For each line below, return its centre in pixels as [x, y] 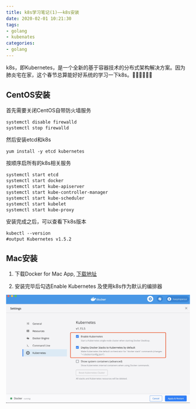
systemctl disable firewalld [41, 122]
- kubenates [20, 37]
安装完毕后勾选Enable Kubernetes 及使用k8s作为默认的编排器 [88, 286]
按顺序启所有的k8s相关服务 [38, 163]
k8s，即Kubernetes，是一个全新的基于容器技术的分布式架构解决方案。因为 [96, 67]
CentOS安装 [28, 95]
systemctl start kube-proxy [40, 210]
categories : [20, 43]
